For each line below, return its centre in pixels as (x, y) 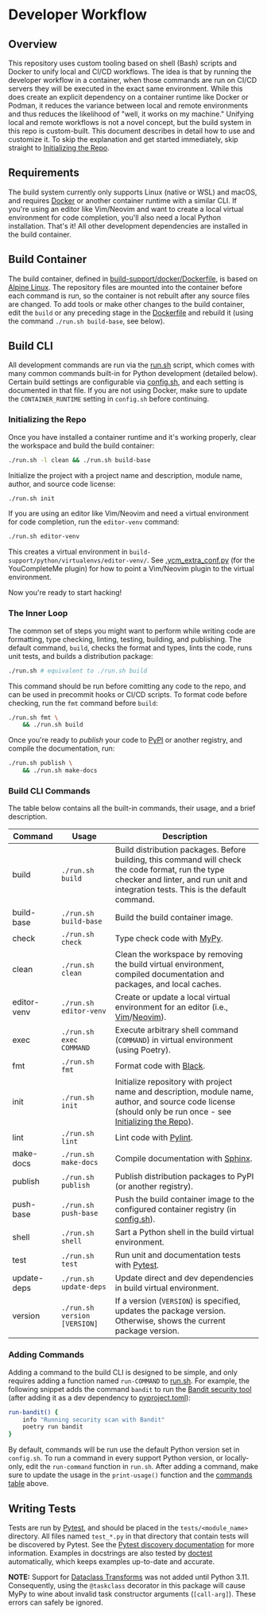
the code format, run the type (170, 870)
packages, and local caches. (168, 984)
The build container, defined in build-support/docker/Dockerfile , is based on (133, 278)
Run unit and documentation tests (178, 1255)
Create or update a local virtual (172, 998)
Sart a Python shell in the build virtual (184, 1233)
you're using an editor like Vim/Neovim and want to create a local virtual (126, 209)
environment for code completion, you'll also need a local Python (114, 218)
